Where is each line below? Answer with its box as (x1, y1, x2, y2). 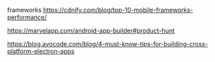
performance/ (7, 13, 47, 21)
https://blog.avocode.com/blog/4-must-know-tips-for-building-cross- (7, 40, 209, 48)
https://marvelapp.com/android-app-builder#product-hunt (7, 27, 175, 34)
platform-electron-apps (7, 48, 75, 55)
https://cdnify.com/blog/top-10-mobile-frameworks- (42, 6, 193, 14)
